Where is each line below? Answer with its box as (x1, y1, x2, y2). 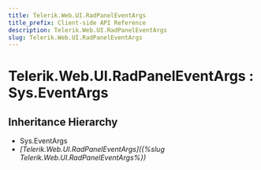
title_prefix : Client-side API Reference (8, 19, 147, 27)
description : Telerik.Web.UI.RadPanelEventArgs (8, 26, 168, 34)
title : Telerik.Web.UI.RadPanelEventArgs (8, 11, 147, 20)
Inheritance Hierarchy (8, 115, 118, 128)
